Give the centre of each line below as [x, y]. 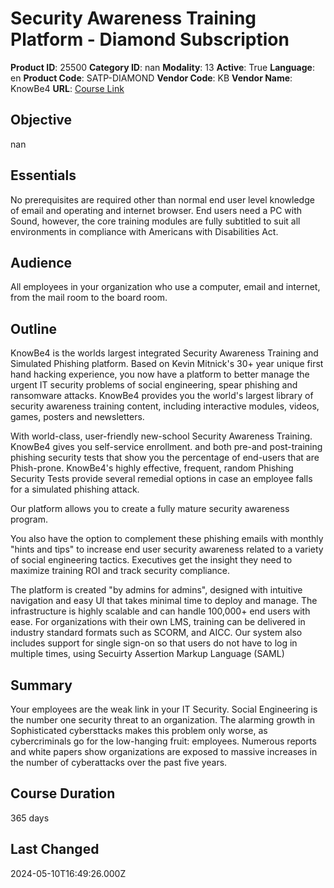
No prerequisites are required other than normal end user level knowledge [162, 199]
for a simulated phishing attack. [75, 489]
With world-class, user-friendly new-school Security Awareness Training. [161, 436]
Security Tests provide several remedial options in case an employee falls [161, 479]
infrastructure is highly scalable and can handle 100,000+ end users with [160, 611]
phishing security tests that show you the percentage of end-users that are [165, 458]
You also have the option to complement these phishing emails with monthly [167, 539]
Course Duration [63, 793]
